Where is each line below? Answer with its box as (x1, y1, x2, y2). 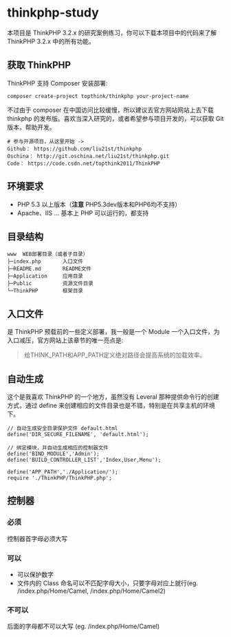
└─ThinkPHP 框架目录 (7, 288, 84, 295)
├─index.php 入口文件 (7, 258, 84, 265)
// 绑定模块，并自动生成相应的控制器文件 (7, 444, 109, 451)
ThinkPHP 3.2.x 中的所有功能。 (7, 37, 95, 46)
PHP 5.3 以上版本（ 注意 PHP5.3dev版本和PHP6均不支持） (16, 200, 181, 208)
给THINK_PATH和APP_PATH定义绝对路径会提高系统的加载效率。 (23, 351, 206, 360)
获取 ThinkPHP (7, 59, 71, 71)
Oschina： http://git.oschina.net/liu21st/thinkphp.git (7, 153, 170, 159)
